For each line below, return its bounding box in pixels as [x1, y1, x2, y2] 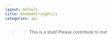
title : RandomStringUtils [5, 12, 57, 16]
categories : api [5, 16, 38, 21]
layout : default [5, 7, 38, 12]
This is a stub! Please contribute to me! [29, 29, 108, 35]
